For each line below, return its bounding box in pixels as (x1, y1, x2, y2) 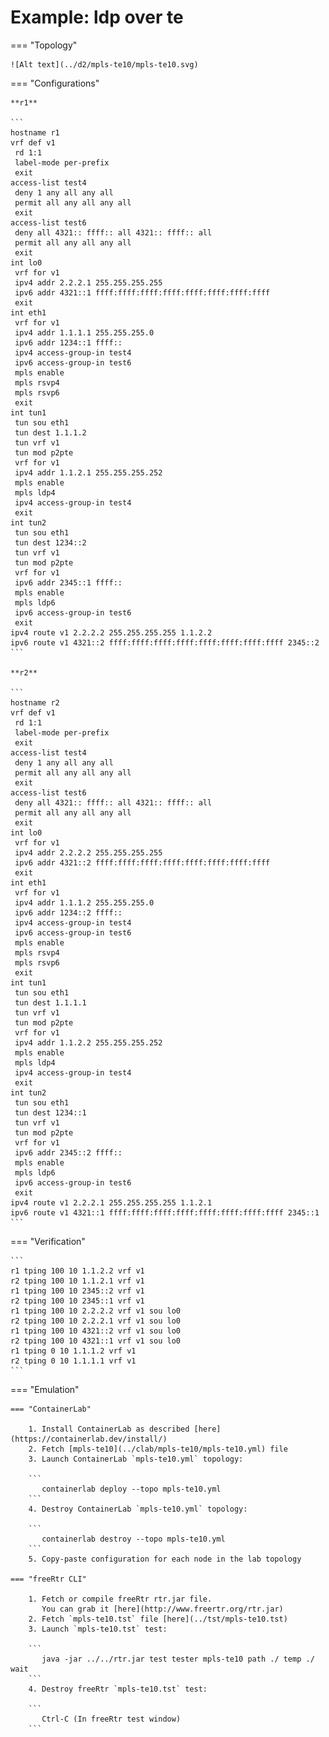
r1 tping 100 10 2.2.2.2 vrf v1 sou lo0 (10, 1306, 182, 1316)
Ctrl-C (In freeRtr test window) (41, 1714, 182, 1724)
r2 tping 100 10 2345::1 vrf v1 (10, 1296, 145, 1306)
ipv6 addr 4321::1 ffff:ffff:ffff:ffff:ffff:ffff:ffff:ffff (14, 287, 271, 298)
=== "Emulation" (10, 1383, 80, 1395)
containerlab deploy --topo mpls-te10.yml (41, 1484, 222, 1494)
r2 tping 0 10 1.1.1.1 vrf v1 (10, 1356, 137, 1366)
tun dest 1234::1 (14, 1107, 87, 1118)
